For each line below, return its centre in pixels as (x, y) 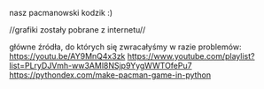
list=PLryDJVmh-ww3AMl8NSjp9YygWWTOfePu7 (101, 66)
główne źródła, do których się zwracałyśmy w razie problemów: (125, 47)
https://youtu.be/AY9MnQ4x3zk (67, 56)
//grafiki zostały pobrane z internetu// (78, 30)
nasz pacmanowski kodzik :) (61, 13)
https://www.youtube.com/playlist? (191, 56)
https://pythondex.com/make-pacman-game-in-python (110, 75)
